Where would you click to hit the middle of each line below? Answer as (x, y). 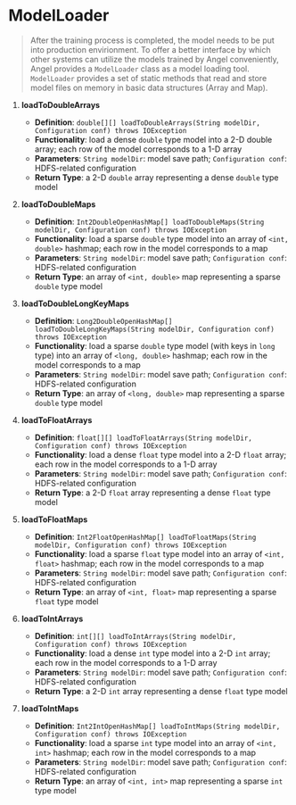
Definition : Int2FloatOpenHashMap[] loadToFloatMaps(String (145, 536)
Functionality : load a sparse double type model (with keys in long (155, 345)
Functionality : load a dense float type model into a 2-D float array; (160, 454)
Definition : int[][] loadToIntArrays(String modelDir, (136, 635)
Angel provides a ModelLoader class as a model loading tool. (140, 69)
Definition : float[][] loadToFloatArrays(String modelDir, (144, 437)
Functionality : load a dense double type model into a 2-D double (153, 139)
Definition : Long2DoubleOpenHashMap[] (103, 320)
